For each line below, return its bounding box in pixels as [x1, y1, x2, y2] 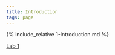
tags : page [6, 14, 34, 20]
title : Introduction [6, 8, 59, 15]
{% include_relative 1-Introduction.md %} [6, 30, 109, 38]
